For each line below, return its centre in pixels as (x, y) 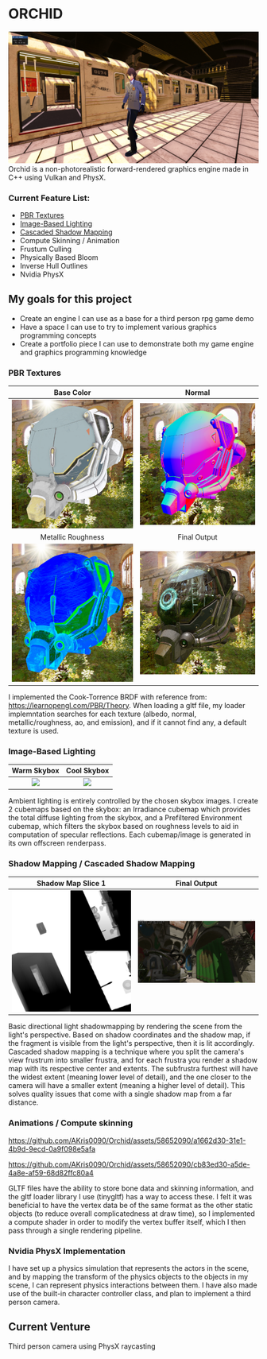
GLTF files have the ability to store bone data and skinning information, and (131, 1188)
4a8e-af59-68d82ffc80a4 (51, 1172)
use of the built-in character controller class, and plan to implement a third (130, 1294)
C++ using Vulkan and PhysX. (57, 177)
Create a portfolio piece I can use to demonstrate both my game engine (137, 343)
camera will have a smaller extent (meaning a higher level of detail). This (127, 1086)
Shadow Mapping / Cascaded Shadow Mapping (102, 864)
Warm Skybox (35, 771)
